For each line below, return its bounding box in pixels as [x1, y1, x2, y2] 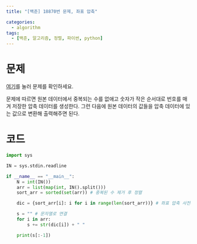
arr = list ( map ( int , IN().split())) [16, 184, 107, 190]
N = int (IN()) [16, 179, 51, 185]
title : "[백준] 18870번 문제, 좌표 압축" [6, 8, 98, 15]
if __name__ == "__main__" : [6, 173, 75, 179]
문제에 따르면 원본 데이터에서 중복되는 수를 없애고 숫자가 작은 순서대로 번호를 [6, 95, 182, 102]
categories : [6, 19, 35, 25]
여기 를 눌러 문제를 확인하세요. [6, 83, 74, 90]
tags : [6, 30, 19, 36]
